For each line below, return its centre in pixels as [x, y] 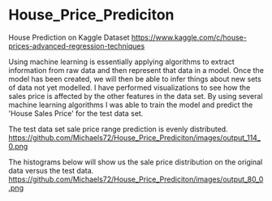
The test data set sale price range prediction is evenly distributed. [119, 129]
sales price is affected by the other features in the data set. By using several [136, 96]
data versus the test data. [51, 170]
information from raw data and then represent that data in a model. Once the [136, 70]
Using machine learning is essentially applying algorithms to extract [122, 62]
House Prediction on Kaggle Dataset [69, 37]
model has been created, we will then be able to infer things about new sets [135, 79]
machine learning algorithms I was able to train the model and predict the [131, 105]
